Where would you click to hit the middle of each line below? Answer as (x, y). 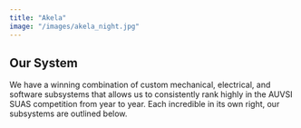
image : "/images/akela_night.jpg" (75, 26)
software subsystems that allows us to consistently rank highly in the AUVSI (151, 94)
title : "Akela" (38, 18)
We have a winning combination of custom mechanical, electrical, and (140, 85)
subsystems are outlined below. (68, 113)
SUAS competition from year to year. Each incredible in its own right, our (145, 104)
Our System (44, 63)
